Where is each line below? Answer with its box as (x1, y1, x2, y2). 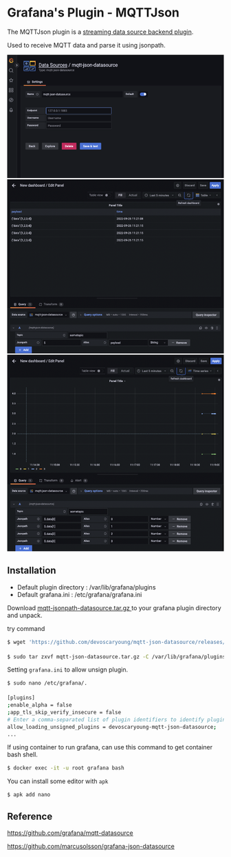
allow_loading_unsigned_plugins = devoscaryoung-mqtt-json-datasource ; (7, 723, 217, 730)
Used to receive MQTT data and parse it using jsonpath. (7, 41, 166, 49)
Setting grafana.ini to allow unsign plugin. (7, 665, 129, 674)
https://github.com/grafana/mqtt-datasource (7, 829, 134, 837)
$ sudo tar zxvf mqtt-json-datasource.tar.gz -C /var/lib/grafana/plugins (7, 653, 226, 660)
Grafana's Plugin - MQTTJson (7, 5, 180, 21)
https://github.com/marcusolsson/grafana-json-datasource (7, 842, 175, 850)
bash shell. (7, 750, 38, 759)
